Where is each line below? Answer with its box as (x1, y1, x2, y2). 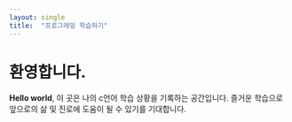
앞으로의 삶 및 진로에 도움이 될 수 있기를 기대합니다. (9, 103, 186, 115)
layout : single (9, 12, 66, 22)
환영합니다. (9, 62, 87, 82)
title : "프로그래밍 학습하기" (9, 21, 108, 30)
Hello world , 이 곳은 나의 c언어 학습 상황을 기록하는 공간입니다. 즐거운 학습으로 (9, 93, 284, 103)
